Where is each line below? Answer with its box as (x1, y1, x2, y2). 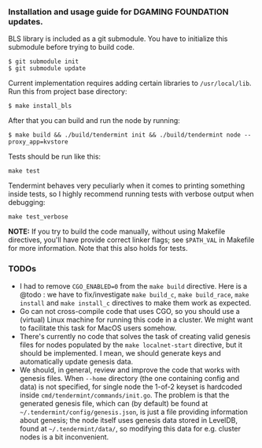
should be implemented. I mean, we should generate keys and (19, 348, 222, 357)
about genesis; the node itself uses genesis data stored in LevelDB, (19, 415, 238, 424)
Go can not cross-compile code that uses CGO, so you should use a (19, 306, 240, 315)
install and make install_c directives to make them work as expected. (19, 298, 252, 308)
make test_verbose (8, 213, 68, 221)
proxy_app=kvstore (8, 138, 68, 146)
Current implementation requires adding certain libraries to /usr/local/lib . (8, 78, 252, 88)
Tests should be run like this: (8, 152, 101, 162)
